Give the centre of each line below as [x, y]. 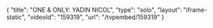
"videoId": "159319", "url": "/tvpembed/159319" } [96, 17]
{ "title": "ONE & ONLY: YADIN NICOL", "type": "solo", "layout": [94, 10]
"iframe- [195, 10]
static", [16, 17]
